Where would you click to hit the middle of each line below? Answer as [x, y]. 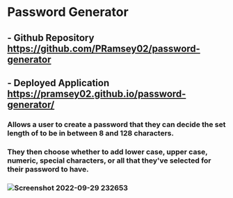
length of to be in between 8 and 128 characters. [90, 133]
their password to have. [48, 169]
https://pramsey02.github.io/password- [97, 93]
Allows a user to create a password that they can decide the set [116, 124]
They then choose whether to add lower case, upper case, [107, 151]
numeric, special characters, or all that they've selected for [109, 160]
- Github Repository [51, 38]
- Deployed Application [58, 83]
